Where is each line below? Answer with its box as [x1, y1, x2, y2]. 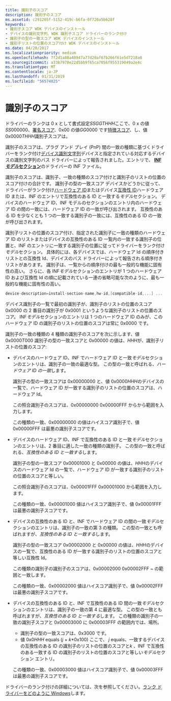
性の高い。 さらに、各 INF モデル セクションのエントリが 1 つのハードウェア [5, 268, 162, 274]
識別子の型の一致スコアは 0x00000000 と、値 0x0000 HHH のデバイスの [12, 378, 164, 384]
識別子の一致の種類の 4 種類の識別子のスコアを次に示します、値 [5, 331, 140, 337]
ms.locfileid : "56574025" [5, 79, 60, 84]
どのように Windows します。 [27, 690, 88, 696]
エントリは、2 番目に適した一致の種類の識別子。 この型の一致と [21, 443, 157, 449]
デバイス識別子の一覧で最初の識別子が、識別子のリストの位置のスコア [5, 301, 153, 307]
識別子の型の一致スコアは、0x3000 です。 [20, 630, 109, 636]
